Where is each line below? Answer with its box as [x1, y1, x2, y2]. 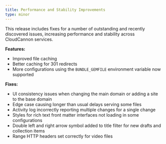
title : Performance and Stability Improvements [5, 7, 106, 12]
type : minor [5, 12, 30, 17]
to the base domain [12, 96, 52, 102]
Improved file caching [12, 55, 57, 61]
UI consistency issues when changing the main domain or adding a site [12, 91, 158, 97]
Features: [5, 46, 26, 52]
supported [12, 71, 34, 77]
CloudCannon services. [5, 36, 53, 42]
